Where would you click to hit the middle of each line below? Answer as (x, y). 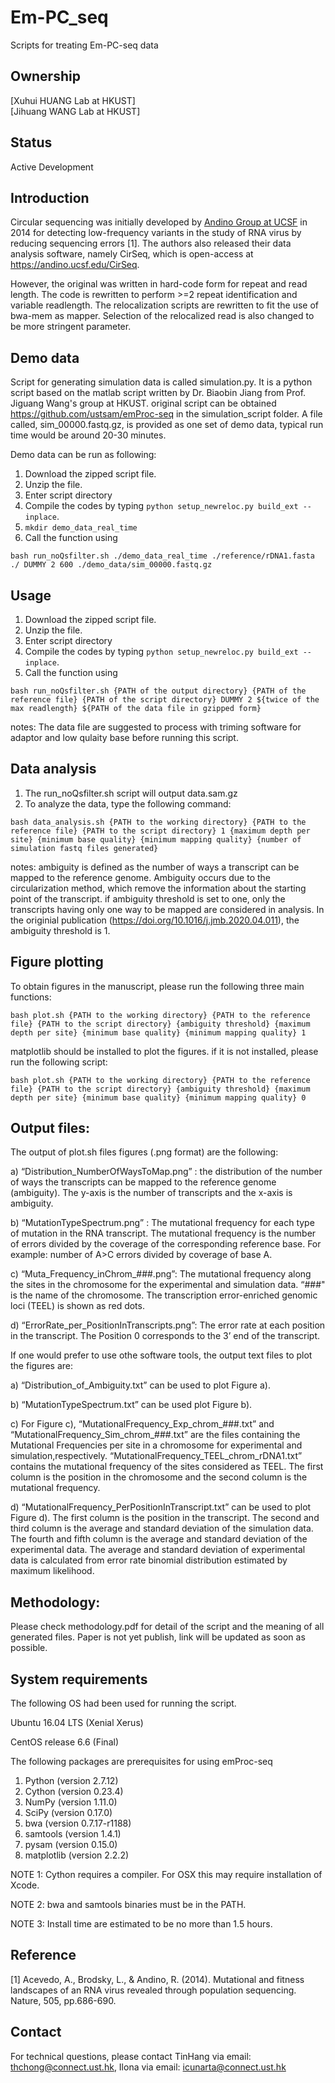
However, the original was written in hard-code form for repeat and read (159, 284)
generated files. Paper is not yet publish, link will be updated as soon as (158, 1637)
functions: (31, 997)
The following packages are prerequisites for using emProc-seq (141, 1762)
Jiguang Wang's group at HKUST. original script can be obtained (143, 403)
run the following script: (59, 1062)
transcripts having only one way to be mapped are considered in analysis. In (167, 909)
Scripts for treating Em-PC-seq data (84, 45)
